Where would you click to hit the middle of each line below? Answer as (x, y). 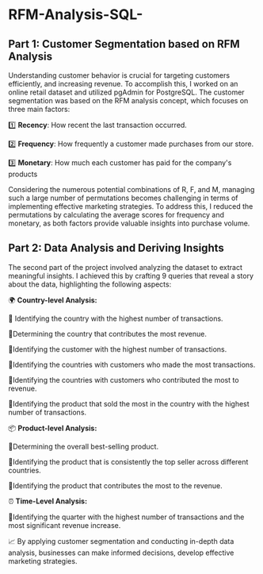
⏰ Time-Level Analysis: (48, 501)
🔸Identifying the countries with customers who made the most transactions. (132, 364)
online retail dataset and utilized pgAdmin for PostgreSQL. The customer (126, 92)
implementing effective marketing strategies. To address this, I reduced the (131, 206)
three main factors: (39, 109)
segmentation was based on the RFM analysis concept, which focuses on (128, 100)
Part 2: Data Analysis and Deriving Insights (116, 248)
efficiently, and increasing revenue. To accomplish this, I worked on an (123, 84)
